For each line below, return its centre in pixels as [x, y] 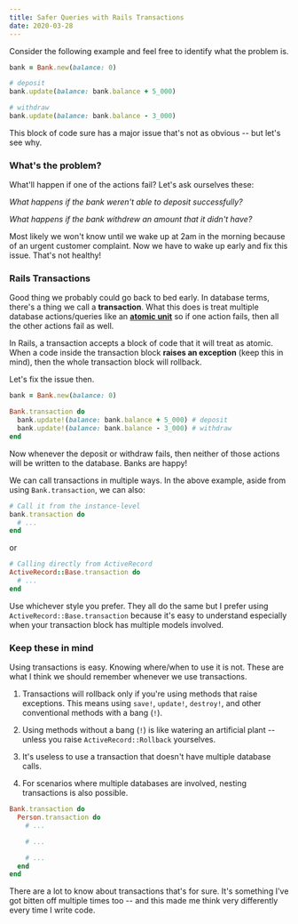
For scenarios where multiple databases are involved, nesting [134, 783]
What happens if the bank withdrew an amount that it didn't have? [131, 220]
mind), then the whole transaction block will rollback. [106, 362]
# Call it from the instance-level [75, 506]
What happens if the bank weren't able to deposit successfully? [126, 202]
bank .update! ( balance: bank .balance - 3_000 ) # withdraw [125, 429]
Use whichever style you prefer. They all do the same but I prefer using [139, 606]
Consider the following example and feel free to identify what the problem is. [149, 51]
